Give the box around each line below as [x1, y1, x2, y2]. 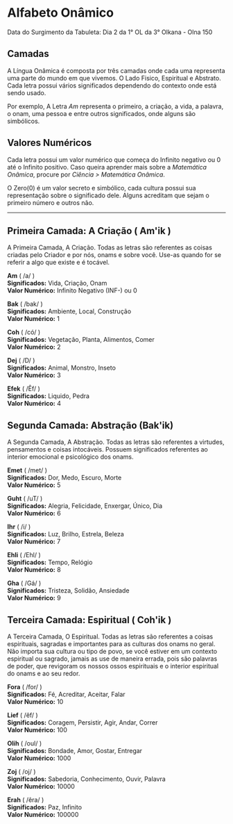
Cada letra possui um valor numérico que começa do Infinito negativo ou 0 [7, 155, 221, 164]
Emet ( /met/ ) [7, 466, 47, 475]
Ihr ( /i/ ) [7, 522, 31, 531]
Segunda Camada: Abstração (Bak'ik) [7, 419, 174, 431]
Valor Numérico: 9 [7, 594, 61, 602]
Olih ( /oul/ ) [7, 739, 42, 748]
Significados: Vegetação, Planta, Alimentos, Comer [7, 336, 155, 344]
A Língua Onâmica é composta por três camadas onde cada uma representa [7, 66, 225, 74]
